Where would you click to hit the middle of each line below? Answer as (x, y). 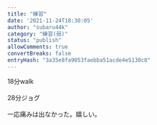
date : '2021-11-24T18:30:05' (50, 21)
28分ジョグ (24, 97)
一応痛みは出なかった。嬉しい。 (54, 114)
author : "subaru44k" (38, 27)
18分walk (21, 81)
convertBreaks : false (39, 54)
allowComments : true (38, 47)
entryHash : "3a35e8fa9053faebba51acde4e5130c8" (79, 60)
